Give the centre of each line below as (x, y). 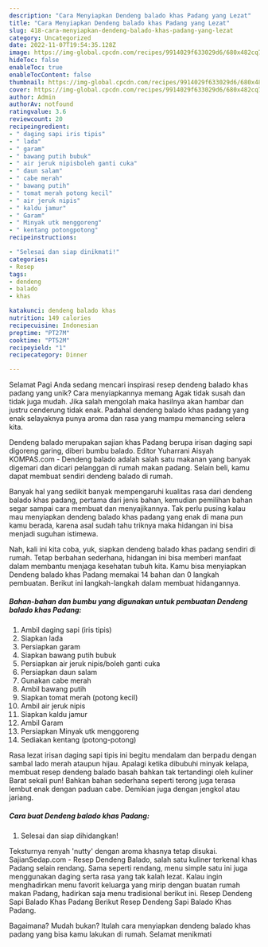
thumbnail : (27, 82)
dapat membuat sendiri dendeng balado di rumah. (91, 476)
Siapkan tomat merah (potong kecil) (79, 698)
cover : (20, 90)
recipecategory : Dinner (49, 355)
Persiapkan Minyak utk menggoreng (80, 731)
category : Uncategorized (50, 38)
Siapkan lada (42, 638)
